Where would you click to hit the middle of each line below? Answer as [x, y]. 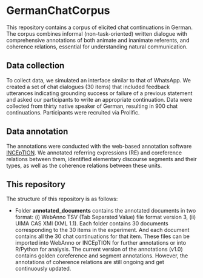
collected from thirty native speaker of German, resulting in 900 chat [92, 106]
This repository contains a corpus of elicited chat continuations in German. [99, 27]
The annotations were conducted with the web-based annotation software [99, 146]
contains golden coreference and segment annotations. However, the [101, 256]
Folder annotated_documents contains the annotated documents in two [105, 211]
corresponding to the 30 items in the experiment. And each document [102, 230]
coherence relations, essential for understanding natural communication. [97, 47]
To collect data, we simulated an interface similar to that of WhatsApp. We [98, 80]
